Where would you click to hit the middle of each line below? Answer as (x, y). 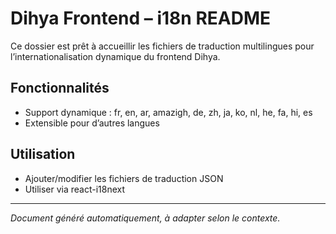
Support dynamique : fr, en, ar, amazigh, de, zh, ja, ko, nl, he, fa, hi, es (168, 112)
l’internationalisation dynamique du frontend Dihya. (115, 56)
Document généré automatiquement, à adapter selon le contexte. (145, 218)
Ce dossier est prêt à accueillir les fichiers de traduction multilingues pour (162, 46)
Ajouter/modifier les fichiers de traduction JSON (124, 178)
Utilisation (43, 154)
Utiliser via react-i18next (75, 189)
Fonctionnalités (60, 88)
